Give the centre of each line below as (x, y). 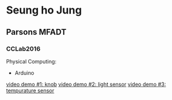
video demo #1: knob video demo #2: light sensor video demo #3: (86, 84)
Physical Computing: (31, 61)
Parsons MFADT (36, 32)
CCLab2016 (23, 49)
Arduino (24, 73)
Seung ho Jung (44, 10)
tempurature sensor (30, 90)
